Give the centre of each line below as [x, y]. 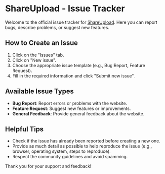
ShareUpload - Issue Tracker [65, 9]
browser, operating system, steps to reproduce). [62, 151]
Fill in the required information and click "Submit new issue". [73, 76]
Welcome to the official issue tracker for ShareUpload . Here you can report [81, 22]
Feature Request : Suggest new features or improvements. [71, 108]
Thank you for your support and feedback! [48, 166]
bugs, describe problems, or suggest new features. [57, 27]
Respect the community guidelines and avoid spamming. [70, 157]
